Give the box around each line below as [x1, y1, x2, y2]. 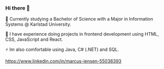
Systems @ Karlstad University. [5, 21, 71, 27]
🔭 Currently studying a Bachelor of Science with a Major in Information [5, 16, 154, 22]
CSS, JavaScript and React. [5, 36, 63, 42]
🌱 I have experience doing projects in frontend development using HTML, [5, 31, 159, 37]
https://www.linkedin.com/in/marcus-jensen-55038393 [5, 58, 122, 64]
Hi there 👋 [5, 5, 31, 12]
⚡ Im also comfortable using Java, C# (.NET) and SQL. [5, 46, 119, 52]
